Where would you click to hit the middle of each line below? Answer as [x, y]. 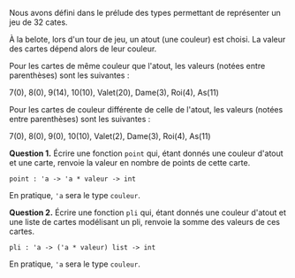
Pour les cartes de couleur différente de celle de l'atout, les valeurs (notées [146, 109]
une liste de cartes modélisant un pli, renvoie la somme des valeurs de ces [145, 222]
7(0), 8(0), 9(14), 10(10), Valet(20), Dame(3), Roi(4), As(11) [114, 93]
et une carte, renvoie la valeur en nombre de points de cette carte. [130, 162]
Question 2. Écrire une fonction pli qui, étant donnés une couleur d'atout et [148, 212]
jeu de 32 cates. [38, 22]
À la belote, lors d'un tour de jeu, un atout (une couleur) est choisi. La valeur [147, 39]
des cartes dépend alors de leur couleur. [83, 49]
